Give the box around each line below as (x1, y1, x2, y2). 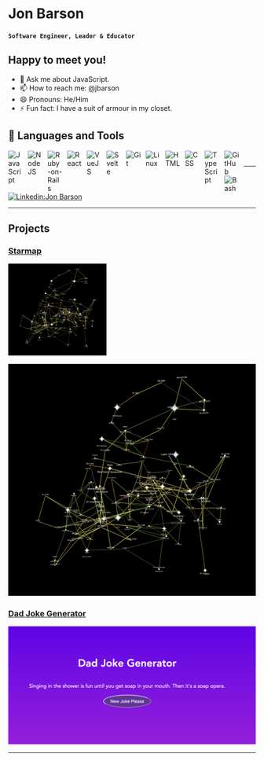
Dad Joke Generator (8, 608, 86, 619)
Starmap (8, 245, 42, 256)
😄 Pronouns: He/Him (19, 94, 89, 104)
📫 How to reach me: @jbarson (19, 83, 120, 93)
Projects (8, 222, 50, 235)
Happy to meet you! (8, 53, 107, 67)
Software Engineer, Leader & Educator (8, 32, 135, 40)
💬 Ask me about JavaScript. (19, 74, 110, 83)
